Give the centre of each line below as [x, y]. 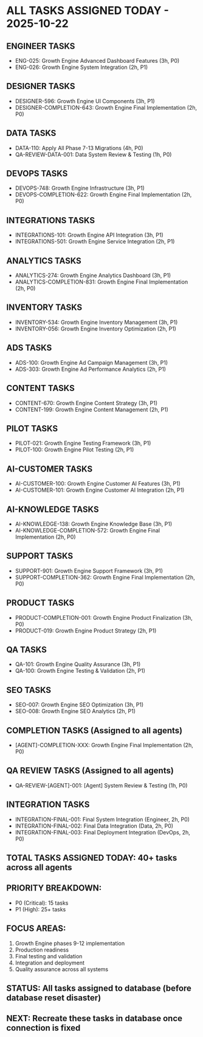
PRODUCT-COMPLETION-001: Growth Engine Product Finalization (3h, [104, 617]
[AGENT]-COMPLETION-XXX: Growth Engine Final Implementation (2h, [104, 745]
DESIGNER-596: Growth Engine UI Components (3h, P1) [85, 101]
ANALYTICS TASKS [44, 261]
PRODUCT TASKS [40, 603]
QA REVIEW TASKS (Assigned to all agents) [90, 771]
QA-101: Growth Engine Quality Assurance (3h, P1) [78, 664]
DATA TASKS [31, 133]
